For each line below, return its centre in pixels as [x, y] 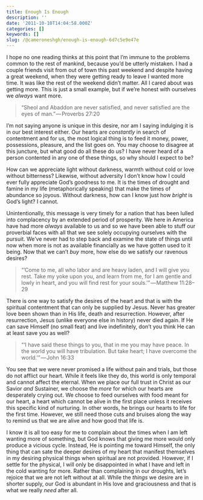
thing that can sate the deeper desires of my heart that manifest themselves [101, 452]
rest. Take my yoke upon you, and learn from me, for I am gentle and [106, 276]
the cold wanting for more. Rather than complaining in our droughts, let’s [96, 471]
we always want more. [34, 96]
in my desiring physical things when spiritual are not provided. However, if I [100, 458]
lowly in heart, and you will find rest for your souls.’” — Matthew [99, 283]
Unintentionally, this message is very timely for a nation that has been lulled [100, 213]
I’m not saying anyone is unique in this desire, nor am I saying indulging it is [100, 125]
